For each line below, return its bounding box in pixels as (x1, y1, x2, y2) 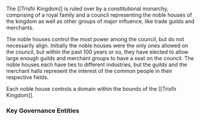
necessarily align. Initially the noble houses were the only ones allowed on (6, 42, 189, 49)
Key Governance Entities (6, 106, 79, 115)
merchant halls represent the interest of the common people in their (6, 67, 173, 74)
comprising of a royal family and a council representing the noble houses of (6, 11, 192, 19)
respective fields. (6, 74, 49, 81)
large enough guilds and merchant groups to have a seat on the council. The (6, 55, 194, 61)
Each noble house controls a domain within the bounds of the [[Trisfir (6, 85, 177, 92)
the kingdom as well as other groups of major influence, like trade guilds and (6, 18, 195, 24)
